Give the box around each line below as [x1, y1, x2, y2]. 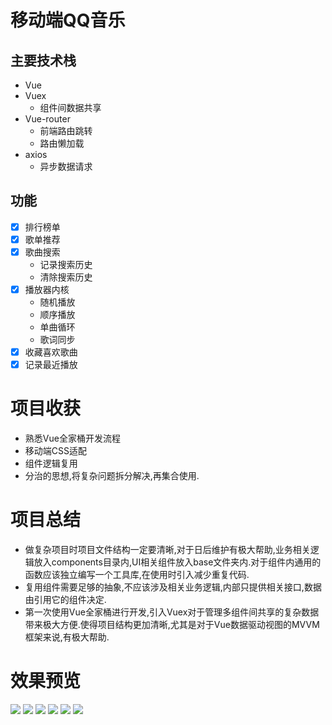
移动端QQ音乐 [10, 9, 126, 32]
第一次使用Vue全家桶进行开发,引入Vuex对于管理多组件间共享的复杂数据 [24, 606, 320, 618]
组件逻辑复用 [24, 457, 78, 470]
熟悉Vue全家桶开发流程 [24, 432, 121, 445]
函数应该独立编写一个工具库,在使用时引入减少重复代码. [24, 569, 250, 581]
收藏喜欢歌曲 [24, 346, 78, 358]
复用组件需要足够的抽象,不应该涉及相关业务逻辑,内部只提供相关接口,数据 [24, 581, 322, 593]
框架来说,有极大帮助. [24, 631, 110, 643]
